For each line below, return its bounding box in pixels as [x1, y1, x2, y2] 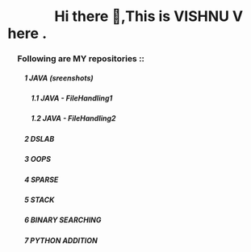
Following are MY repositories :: [17, 53, 145, 64]
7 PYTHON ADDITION [24, 235, 98, 245]
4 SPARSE [24, 175, 59, 184]
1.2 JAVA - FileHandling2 [31, 114, 116, 123]
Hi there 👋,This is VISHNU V [54, 7, 244, 26]
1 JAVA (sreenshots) [24, 72, 94, 83]
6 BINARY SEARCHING [24, 215, 102, 225]
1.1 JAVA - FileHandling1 [31, 93, 113, 103]
